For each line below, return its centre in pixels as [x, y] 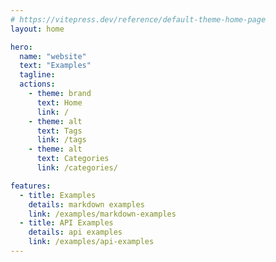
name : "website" [53, 56]
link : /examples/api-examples [91, 242]
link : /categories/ [77, 168]
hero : [21, 47]
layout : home [37, 29]
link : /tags [61, 140]
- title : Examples [58, 195]
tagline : [37, 75]
